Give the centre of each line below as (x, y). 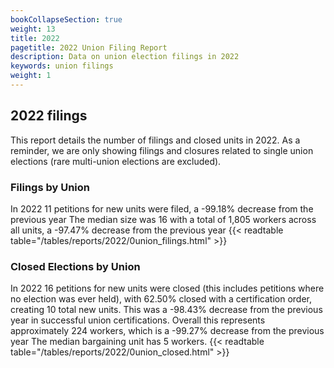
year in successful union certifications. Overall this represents (138, 320)
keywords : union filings (62, 66)
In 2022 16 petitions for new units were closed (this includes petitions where (167, 288)
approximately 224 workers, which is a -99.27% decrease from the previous (167, 331)
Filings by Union (50, 187)
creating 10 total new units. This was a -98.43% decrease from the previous (166, 310)
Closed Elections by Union (75, 266)
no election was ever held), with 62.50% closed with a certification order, (161, 299)
